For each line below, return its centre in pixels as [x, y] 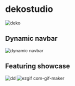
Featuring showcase [38, 66]
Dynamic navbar [31, 39]
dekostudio [29, 9]
